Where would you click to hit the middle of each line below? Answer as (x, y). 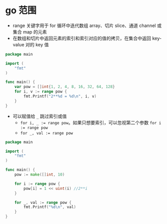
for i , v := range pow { (41, 92)
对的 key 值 (37, 44)
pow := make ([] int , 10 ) (40, 175)
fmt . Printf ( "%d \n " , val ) (50, 207)
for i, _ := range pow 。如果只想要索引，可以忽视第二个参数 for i (91, 122)
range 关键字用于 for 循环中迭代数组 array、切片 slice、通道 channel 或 (87, 25)
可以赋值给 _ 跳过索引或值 (40, 116)
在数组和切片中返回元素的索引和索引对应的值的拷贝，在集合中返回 (82, 38)
